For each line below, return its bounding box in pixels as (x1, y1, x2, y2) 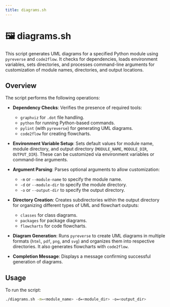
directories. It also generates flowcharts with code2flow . (12, 244, 129, 250)
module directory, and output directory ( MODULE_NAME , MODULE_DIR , (12, 146, 148, 152)
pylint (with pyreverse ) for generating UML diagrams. (20, 125, 133, 131)
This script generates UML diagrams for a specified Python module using (5, 50, 158, 56)
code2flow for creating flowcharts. (20, 130, 91, 137)
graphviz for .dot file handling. (20, 115, 85, 121)
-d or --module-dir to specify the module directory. (20, 182, 127, 188)
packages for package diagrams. (20, 218, 87, 224)
